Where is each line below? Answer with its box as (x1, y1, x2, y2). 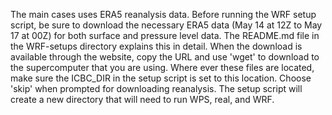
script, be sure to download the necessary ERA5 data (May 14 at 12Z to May (10, 19, 323, 31)
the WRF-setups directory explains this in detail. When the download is (10, 40, 303, 52)
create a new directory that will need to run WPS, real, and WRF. (10, 94, 275, 105)
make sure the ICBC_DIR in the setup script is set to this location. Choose (10, 72, 312, 84)
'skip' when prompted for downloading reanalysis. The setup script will (10, 83, 303, 94)
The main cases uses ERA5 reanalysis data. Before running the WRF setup (10, 9, 317, 20)
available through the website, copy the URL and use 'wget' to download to (10, 51, 320, 63)
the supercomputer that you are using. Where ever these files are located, (10, 62, 315, 73)
